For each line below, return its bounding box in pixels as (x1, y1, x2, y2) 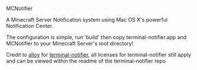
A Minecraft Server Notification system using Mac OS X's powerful (6, 16, 168, 23)
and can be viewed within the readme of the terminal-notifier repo (6, 58, 166, 64)
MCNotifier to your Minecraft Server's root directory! (6, 40, 133, 47)
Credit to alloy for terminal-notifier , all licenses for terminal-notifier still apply (6, 51, 191, 58)
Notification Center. (6, 23, 54, 29)
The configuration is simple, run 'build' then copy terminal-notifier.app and (6, 34, 187, 40)
